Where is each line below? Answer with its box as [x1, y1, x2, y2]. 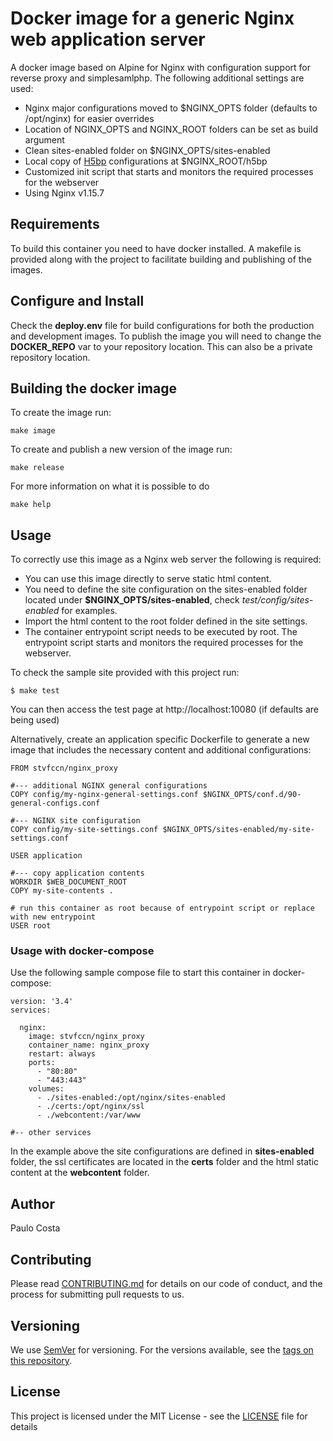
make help [10, 500, 52, 510]
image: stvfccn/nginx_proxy [28, 1032, 145, 1042]
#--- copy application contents [10, 868, 145, 879]
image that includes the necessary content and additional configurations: [10, 744, 312, 756]
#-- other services [10, 1128, 92, 1138]
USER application [10, 851, 83, 861]
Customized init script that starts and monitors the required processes [24, 165, 314, 177]
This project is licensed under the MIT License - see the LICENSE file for [10, 1410, 308, 1422]
